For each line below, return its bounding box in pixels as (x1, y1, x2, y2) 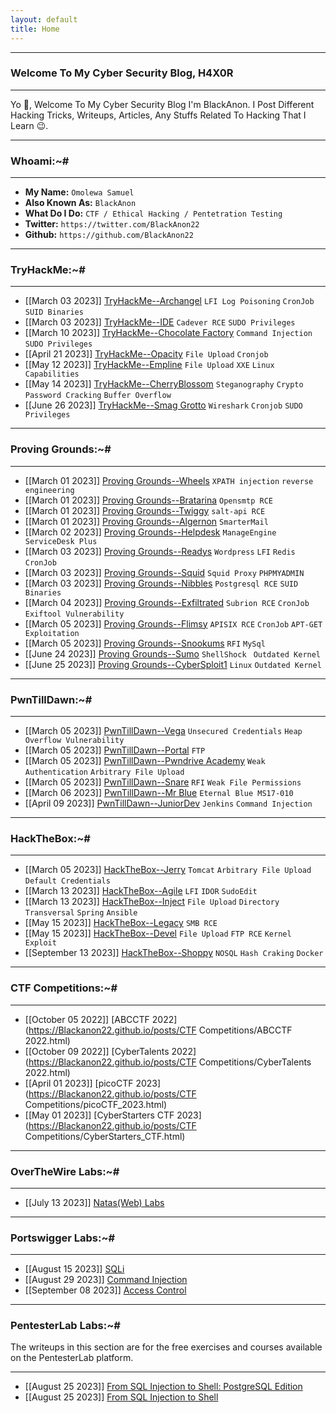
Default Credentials (24, 876, 111, 886)
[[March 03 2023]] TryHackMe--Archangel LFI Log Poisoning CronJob (24, 295, 315, 307)
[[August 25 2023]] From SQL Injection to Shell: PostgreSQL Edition (24, 1381, 303, 1393)
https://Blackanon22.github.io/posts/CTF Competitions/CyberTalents (28, 1056, 312, 1068)
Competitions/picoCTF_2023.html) (24, 1098, 168, 1110)
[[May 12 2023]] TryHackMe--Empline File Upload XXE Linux (24, 359, 275, 371)
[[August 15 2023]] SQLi (24, 1263, 125, 1275)
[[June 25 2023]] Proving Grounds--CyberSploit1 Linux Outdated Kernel (24, 658, 322, 670)
